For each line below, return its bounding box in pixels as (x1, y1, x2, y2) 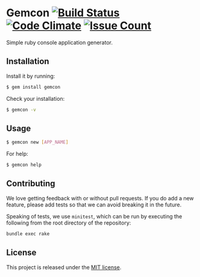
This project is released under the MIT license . (6, 263, 122, 271)
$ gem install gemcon (6, 84, 61, 90)
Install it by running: (6, 72, 55, 80)
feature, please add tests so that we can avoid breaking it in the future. (6, 201, 182, 208)
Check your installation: (6, 95, 65, 102)
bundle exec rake (6, 231, 50, 237)
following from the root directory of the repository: (6, 219, 131, 226)
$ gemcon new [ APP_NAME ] (6, 139, 69, 145)
